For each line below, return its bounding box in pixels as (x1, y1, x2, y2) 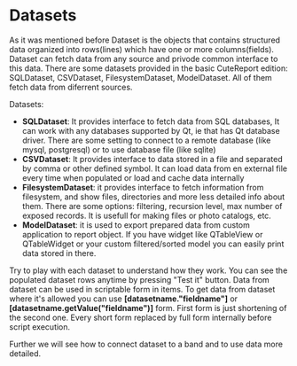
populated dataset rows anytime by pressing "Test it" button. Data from (9, 274, 270, 284)
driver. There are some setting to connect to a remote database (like (21, 135, 271, 145)
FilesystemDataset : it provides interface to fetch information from (21, 182, 264, 192)
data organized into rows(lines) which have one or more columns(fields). (9, 43, 275, 54)
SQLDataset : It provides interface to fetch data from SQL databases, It (21, 116, 280, 127)
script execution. (9, 321, 71, 332)
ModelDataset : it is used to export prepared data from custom (21, 219, 250, 230)
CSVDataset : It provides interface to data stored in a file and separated (21, 153, 283, 164)
